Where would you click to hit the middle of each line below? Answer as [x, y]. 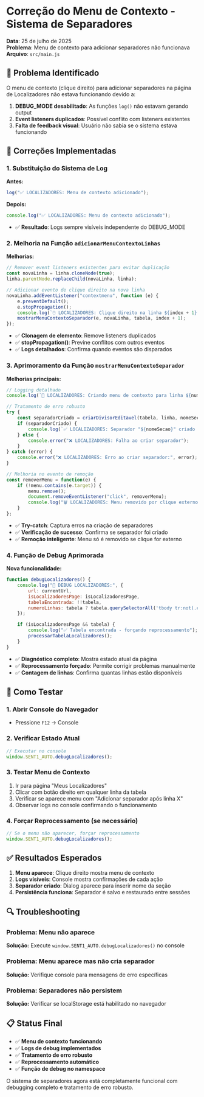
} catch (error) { [29, 452]
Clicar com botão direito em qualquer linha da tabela [81, 792]
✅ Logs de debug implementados [58, 1048]
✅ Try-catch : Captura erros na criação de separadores [84, 525]
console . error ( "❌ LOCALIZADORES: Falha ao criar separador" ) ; [109, 440]
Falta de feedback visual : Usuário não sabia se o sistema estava [96, 125]
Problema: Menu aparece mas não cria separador [80, 961]
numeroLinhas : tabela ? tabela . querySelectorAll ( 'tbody [100, 608]
